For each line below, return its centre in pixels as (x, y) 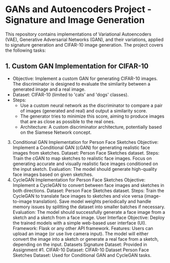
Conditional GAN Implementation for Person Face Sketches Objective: (86, 142)
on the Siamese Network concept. (56, 132)
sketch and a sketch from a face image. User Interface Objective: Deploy (89, 217)
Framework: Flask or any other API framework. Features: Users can (83, 228)
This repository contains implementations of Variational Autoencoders (78, 34)
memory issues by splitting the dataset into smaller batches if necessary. (89, 207)
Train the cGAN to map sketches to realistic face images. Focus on (82, 158)
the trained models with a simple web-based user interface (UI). (79, 223)
